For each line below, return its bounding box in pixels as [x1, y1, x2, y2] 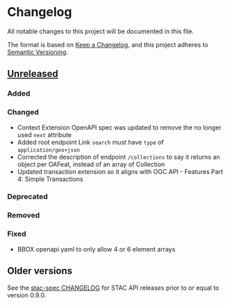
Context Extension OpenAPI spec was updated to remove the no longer [17, 123, 222, 132]
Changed [7, 107, 40, 117]
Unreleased [7, 68, 59, 80]
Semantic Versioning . [7, 48, 68, 56]
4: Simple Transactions [17, 175, 83, 183]
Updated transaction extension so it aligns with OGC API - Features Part [17, 167, 224, 175]
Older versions [7, 265, 73, 277]
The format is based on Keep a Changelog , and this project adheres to [7, 40, 208, 49]
